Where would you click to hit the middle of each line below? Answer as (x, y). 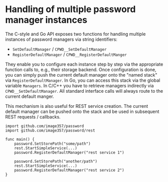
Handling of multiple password (71, 9)
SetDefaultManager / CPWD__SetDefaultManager (59, 49)
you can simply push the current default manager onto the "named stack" (81, 75)
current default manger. (30, 96)
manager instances (46, 20)
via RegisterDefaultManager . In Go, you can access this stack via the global (83, 80)
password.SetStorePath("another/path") (56, 161)
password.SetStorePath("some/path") (53, 144)
